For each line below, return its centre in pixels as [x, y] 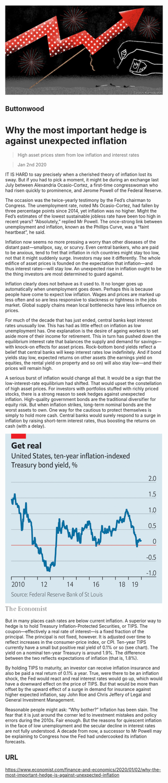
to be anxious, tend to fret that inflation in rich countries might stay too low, [82, 252]
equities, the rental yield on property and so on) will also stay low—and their [83, 363]
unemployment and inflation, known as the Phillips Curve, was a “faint [77, 227]
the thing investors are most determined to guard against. [64, 274]
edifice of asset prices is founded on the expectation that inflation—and [79, 263]
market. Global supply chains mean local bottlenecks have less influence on [83, 305]
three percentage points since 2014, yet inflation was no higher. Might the [81, 211]
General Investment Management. [40, 700]
